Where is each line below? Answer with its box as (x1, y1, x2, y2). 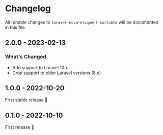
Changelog (5, 3, 51, 14)
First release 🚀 (5, 124, 34, 130)
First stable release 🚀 (5, 97, 48, 103)
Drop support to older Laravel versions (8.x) (12, 70, 101, 76)
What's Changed (5, 54, 47, 60)
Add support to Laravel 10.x (12, 64, 68, 70)
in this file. (5, 24, 26, 30)
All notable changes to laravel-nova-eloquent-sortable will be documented (5, 19, 159, 25)
